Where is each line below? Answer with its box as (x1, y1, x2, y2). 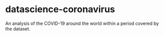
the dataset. (5, 25, 31, 31)
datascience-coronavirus (5, 4, 116, 15)
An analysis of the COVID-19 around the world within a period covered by (5, 20, 159, 26)
